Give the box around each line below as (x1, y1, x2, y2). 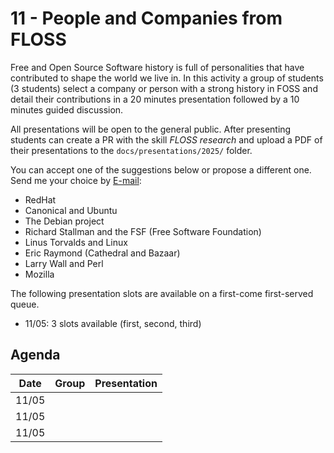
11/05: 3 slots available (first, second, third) (24, 317, 202, 329)
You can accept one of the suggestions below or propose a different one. (10, 163, 312, 176)
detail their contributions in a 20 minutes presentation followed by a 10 (10, 93, 300, 105)
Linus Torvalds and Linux (24, 236, 128, 248)
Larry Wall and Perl (24, 257, 104, 269)
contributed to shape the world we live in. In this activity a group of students (10, 72, 324, 84)
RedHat (24, 193, 57, 206)
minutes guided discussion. (10, 103, 124, 116)
